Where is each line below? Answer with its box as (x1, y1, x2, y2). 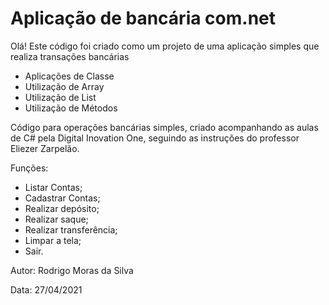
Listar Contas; (24, 181, 83, 193)
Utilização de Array (24, 80, 105, 92)
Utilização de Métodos (24, 102, 118, 114)
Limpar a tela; (24, 234, 82, 246)
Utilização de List (24, 91, 97, 103)
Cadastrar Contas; (24, 192, 101, 204)
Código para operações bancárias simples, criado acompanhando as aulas (10, 121, 319, 133)
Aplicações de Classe (24, 70, 115, 82)
